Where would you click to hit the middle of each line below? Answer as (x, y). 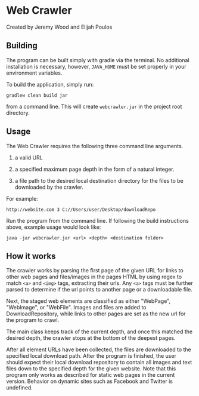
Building (22, 46)
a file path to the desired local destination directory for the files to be (99, 180)
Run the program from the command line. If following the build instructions (97, 220)
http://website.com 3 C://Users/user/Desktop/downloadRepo (81, 210)
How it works (31, 256)
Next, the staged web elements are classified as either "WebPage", (88, 301)
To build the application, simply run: (50, 84)
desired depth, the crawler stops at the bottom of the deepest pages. (91, 338)
